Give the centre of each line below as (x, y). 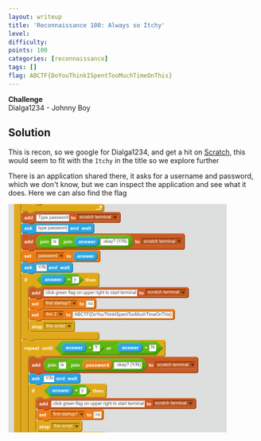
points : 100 (28, 51)
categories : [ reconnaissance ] (58, 59)
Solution (29, 133)
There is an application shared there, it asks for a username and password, (131, 176)
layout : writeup (35, 17)
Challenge (26, 99)
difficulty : (28, 42)
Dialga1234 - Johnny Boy (49, 107)
